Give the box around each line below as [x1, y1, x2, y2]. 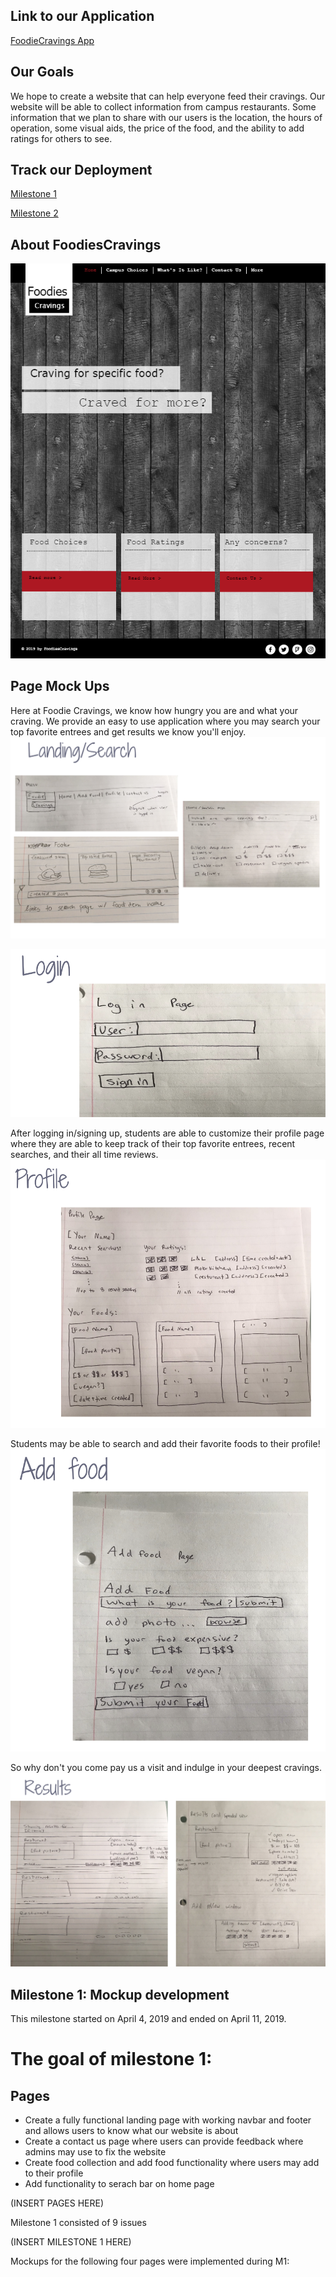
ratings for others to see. [10, 132, 113, 144]
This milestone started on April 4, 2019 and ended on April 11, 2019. [10, 2012, 287, 2024]
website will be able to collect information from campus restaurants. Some [10, 100, 317, 113]
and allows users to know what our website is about [24, 2124, 239, 2136]
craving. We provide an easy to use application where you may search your [10, 715, 321, 727]
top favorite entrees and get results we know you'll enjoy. [10, 725, 247, 738]
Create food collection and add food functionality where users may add [24, 2156, 320, 2168]
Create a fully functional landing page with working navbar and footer [24, 2114, 312, 2126]
